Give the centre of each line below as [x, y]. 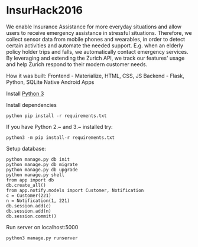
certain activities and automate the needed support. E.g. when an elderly [95, 45]
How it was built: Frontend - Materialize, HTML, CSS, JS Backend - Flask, [95, 76]
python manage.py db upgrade [42, 170]
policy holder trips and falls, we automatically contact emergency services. [97, 51]
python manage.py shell [35, 175]
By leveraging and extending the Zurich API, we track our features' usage [95, 58]
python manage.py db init [38, 159]
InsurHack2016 [44, 10]
